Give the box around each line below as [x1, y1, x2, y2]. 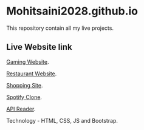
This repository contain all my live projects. [6, 24, 114, 32]
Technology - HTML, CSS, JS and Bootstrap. [6, 117, 118, 124]
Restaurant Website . [6, 70, 57, 77]
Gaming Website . [6, 58, 50, 65]
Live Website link [6, 42, 72, 52]
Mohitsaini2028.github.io [6, 4, 139, 18]
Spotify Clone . [6, 93, 43, 101]
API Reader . [6, 105, 36, 112]
